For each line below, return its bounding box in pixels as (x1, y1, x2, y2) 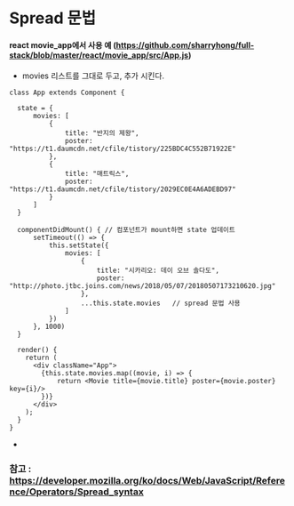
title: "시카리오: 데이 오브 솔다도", (96, 266, 220, 276)
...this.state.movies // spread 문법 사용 (80, 299, 242, 308)
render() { (17, 346, 58, 355)
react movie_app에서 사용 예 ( (9, 39, 117, 50)
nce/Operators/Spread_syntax (9, 486, 144, 498)
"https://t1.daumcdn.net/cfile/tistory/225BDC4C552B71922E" (9, 144, 237, 154)
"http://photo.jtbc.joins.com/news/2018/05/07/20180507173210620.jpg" (9, 282, 276, 291)
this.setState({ (48, 241, 109, 250)
